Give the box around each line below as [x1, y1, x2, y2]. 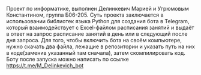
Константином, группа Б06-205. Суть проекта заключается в [6, 11, 164, 18]
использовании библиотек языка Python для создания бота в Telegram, [6, 18, 190, 24]
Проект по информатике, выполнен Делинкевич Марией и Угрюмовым [6, 5, 189, 12]
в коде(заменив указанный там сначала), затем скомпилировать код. [6, 49, 186, 56]
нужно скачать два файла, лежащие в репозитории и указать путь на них [6, 43, 195, 50]
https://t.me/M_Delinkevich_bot [6, 62, 84, 69]
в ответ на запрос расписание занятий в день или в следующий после [6, 30, 188, 37]
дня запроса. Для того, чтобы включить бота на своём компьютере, [6, 37, 182, 43]
